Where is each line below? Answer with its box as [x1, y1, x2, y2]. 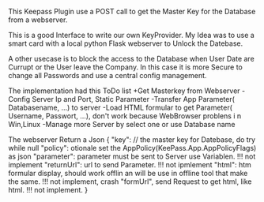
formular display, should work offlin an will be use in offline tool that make [8, 169, 248, 178]
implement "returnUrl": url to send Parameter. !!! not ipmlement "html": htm [8, 160, 251, 169]
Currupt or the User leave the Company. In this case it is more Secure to [8, 62, 243, 72]
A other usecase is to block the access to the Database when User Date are [8, 54, 255, 63]
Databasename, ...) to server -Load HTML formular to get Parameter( [8, 103, 233, 112]
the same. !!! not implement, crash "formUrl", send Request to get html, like [8, 177, 252, 186]
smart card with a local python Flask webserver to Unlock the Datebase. [8, 39, 243, 48]
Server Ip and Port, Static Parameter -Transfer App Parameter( [31, 95, 236, 103]
